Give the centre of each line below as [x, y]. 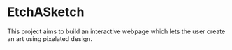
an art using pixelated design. [50, 38]
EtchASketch [46, 12]
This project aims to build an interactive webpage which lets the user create [116, 31]
